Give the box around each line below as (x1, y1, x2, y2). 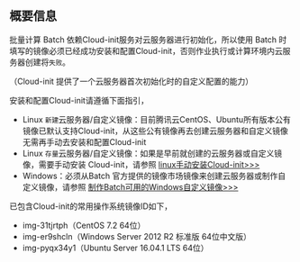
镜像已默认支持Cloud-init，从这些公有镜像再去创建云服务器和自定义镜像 (22, 125, 288, 136)
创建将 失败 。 (24, 57, 70, 68)
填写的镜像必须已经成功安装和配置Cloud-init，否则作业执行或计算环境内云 (9, 45, 283, 56)
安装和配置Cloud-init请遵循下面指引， (9, 95, 149, 105)
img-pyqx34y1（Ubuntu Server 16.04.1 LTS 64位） (22, 242, 209, 253)
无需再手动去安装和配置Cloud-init (22, 136, 147, 147)
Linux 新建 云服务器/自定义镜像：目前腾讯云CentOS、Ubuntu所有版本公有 (22, 113, 291, 124)
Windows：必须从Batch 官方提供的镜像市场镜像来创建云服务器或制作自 (22, 170, 286, 181)
